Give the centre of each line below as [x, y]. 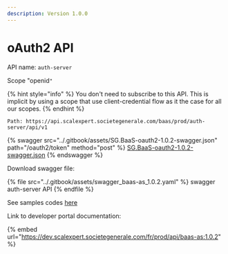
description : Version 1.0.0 [48, 13]
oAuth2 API [40, 47]
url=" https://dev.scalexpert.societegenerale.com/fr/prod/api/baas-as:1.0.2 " [114, 237]
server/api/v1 [28, 127]
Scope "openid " [30, 80]
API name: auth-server [40, 67]
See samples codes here [42, 202]
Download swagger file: [41, 168]
